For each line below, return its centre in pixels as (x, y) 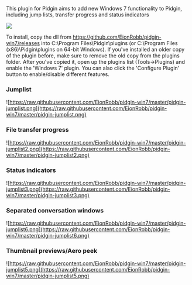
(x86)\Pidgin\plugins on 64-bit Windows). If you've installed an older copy (95, 49)
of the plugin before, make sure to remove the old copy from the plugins (93, 56)
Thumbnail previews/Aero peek (52, 251)
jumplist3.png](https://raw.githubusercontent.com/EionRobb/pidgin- (88, 189)
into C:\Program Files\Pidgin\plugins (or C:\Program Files (109, 43)
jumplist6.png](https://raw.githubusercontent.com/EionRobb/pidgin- (88, 229)
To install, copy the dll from (39, 37)
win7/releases (23, 43)
